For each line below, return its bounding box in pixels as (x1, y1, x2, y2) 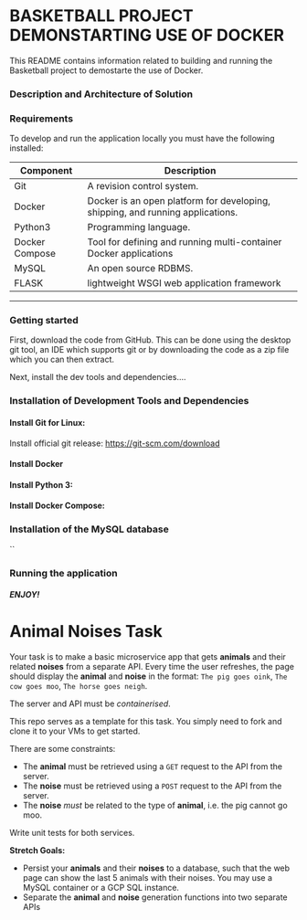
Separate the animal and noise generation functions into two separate (22, 892, 288, 903)
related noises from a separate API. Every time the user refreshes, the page (9, 661, 295, 672)
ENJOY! (9, 589, 40, 600)
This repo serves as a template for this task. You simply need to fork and (9, 716, 282, 727)
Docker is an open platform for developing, (87, 195, 271, 207)
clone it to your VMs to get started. (9, 725, 141, 736)
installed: (9, 143, 44, 153)
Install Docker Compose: (9, 500, 105, 512)
